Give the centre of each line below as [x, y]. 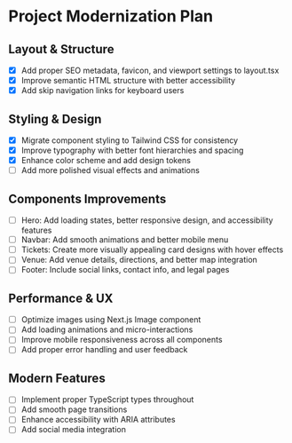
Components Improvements [87, 198]
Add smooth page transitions [74, 409]
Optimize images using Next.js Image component [111, 320]
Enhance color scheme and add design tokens [106, 161]
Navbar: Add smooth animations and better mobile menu [125, 240]
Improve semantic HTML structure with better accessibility [128, 81]
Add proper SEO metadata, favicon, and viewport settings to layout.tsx [150, 70]
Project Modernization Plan [111, 16]
